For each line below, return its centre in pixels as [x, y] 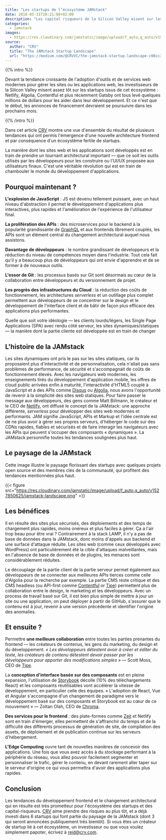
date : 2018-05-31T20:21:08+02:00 [40, 14]
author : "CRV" [24, 47]
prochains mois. [21, 111]
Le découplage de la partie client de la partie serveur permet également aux [83, 570]
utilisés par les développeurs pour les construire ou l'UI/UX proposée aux [80, 161]
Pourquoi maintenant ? [41, 187]
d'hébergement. [21, 737]
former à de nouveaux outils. [34, 265]
